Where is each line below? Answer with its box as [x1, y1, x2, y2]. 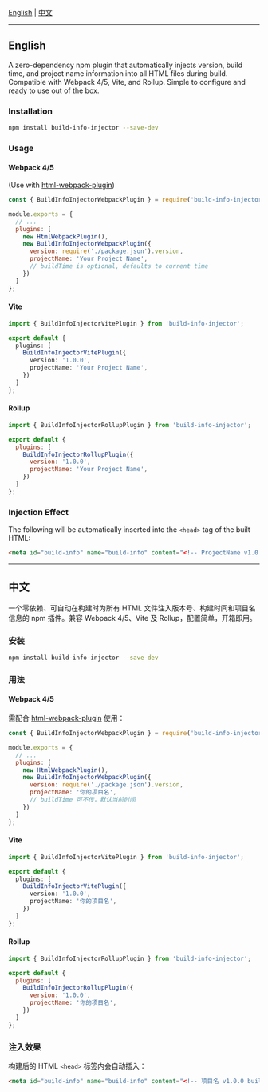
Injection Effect [8, 506, 69, 518]
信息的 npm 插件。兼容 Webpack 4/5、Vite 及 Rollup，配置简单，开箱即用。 [8, 613, 257, 622]
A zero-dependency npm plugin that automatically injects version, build [8, 60, 243, 70]
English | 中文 [8, 8, 53, 17]
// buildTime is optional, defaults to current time [29, 262, 209, 270]
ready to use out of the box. [8, 86, 100, 95]
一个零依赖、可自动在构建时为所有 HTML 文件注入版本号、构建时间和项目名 [8, 603, 256, 613]
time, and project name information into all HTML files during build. [8, 68, 228, 78]
